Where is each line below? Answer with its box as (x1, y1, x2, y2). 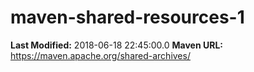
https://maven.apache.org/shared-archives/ (10, 49, 191, 61)
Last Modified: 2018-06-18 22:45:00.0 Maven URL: (10, 39, 223, 51)
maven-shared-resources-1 (10, 6, 245, 29)
